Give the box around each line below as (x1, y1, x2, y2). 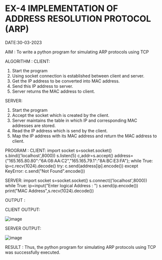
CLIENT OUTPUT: (5, 207, 40, 212)
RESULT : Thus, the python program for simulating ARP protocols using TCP (5, 244, 156, 250)
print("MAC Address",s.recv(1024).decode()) (5, 188, 94, 194)
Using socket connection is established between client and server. (12, 73, 145, 79)
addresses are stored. (12, 122, 56, 129)
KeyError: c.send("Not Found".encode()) (5, 168, 86, 174)
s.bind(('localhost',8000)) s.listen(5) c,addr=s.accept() (5, 152, 114, 158)
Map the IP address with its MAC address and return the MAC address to (12, 133, 157, 139)
